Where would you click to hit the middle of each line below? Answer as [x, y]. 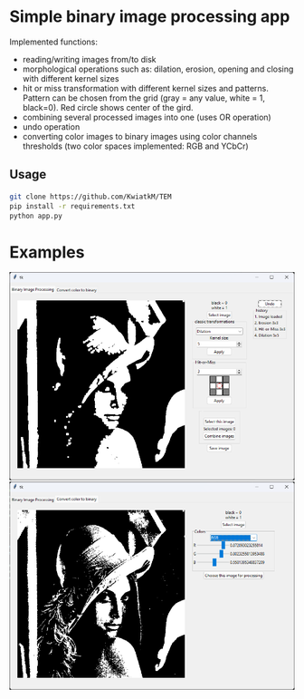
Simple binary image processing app [150, 17]
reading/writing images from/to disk [89, 59]
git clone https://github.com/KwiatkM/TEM [90, 197]
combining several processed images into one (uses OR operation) [147, 117]
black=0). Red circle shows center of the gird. [108, 107]
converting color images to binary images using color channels [140, 136]
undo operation [51, 126]
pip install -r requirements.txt [72, 206]
